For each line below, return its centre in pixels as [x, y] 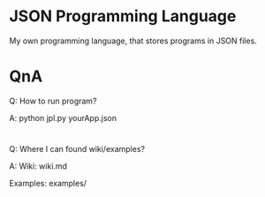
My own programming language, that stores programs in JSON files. [133, 41]
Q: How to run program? [53, 101]
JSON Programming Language [123, 16]
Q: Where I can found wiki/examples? [77, 149]
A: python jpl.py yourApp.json [63, 117]
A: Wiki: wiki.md [38, 166]
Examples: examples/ [48, 184]
